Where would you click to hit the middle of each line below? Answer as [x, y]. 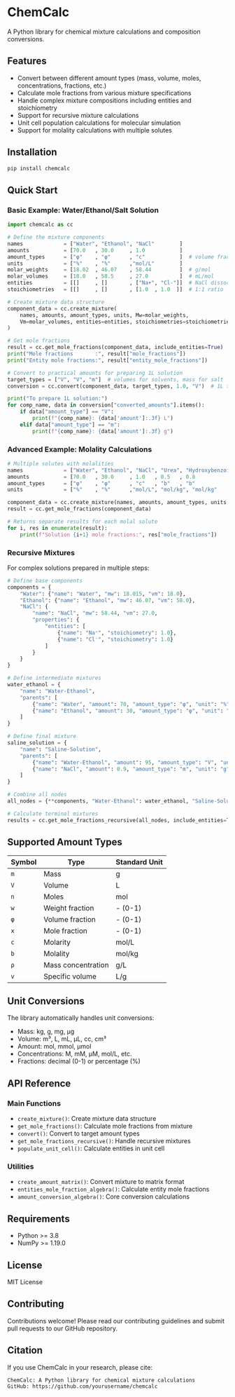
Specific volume [70, 976]
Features [27, 61]
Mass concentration [76, 965]
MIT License [25, 1282]
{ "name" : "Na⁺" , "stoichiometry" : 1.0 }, [117, 633]
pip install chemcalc [39, 168]
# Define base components [45, 580]
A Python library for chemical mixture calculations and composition [104, 32]
